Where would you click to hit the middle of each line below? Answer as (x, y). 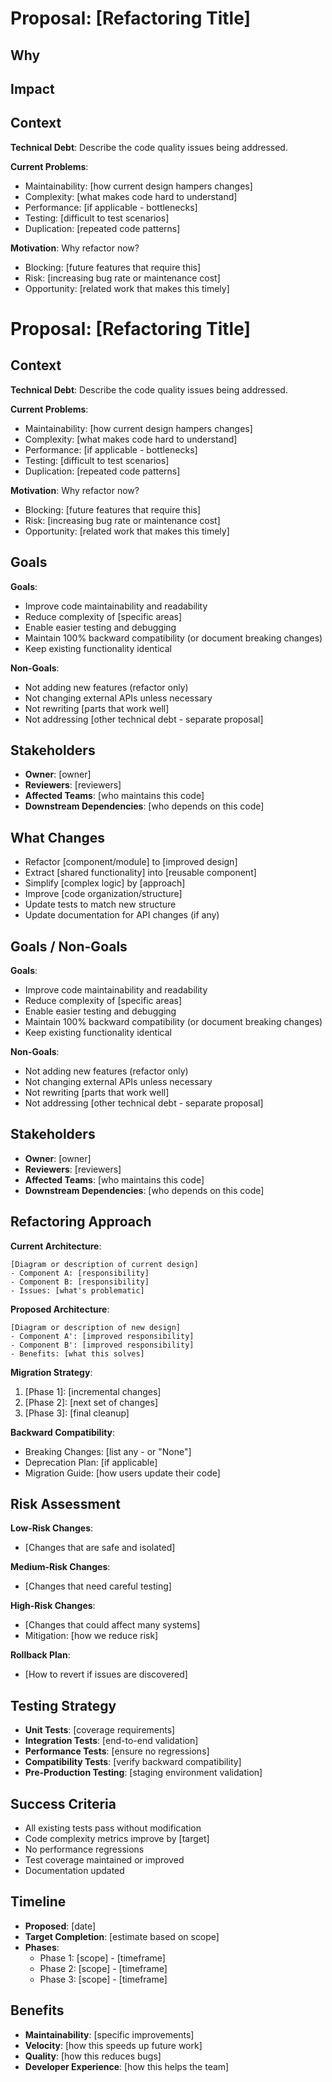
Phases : (42, 1947)
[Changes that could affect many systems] (112, 1625)
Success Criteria (63, 1803)
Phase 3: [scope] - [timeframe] (103, 1979)
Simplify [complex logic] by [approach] (105, 883)
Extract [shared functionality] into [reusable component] (140, 873)
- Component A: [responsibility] (80, 1273)
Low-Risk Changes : (52, 1528)
